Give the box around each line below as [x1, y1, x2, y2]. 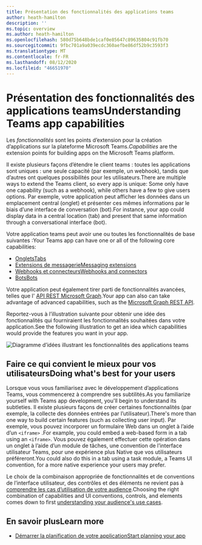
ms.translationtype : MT [6, 48, 66, 54]
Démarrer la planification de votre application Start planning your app [14, 532, 186, 539]
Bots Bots [14, 274, 38, 281]
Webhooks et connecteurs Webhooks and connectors [14, 268, 148, 275]
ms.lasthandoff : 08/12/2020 [6, 59, 77, 65]
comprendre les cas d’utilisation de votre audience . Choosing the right [6, 486, 179, 493]
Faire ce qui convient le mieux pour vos [6, 359, 157, 369]
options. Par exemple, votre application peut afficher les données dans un [6, 193, 190, 200]
